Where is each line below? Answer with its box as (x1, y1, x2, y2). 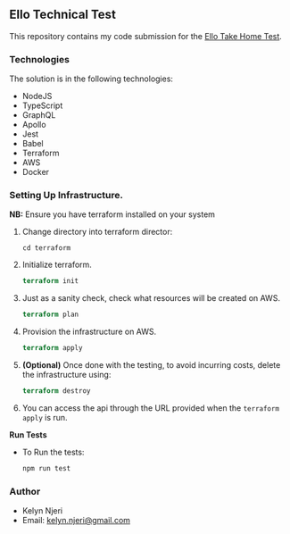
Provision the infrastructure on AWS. (21, 326, 157, 338)
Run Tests (9, 429, 47, 440)
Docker (21, 167, 50, 178)
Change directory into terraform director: (21, 227, 173, 238)
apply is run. (21, 412, 69, 422)
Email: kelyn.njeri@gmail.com (21, 515, 131, 526)
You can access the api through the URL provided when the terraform (21, 402, 279, 413)
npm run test (21, 463, 71, 472)
